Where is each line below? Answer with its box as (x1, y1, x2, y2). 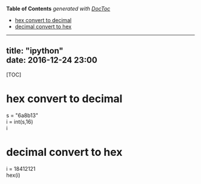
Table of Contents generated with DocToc (6, 5, 111, 12)
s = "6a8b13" (6, 112, 39, 119)
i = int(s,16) (6, 118, 33, 125)
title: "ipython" (6, 46, 64, 56)
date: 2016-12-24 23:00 (6, 55, 98, 65)
